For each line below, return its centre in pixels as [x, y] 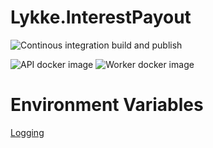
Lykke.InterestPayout [101, 17]
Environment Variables [107, 105]
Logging [27, 132]
